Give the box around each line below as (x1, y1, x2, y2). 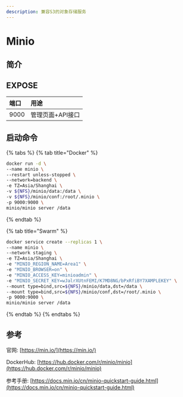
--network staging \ (6, 250, 58, 256)
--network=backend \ (6, 177, 58, 183)
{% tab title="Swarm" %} (6, 227, 68, 235)
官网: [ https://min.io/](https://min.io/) (6, 347, 97, 354)
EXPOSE (6, 80, 38, 90)
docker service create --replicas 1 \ (6, 239, 103, 245)
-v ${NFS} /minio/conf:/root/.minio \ (6, 194, 100, 200)
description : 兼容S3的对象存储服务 (6, 8, 86, 15)
